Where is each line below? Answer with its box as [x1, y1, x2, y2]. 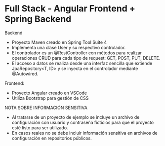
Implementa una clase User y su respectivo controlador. [11, 44, 126, 50]
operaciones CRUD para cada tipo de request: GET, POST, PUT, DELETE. [11, 55, 161, 61]
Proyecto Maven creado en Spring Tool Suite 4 [11, 39, 107, 45]
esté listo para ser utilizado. [11, 124, 68, 131]
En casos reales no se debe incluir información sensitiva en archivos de [11, 130, 158, 136]
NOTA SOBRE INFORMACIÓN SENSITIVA [4, 105, 87, 110]
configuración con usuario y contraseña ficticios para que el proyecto [11, 119, 154, 125]
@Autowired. [11, 71, 39, 76]
